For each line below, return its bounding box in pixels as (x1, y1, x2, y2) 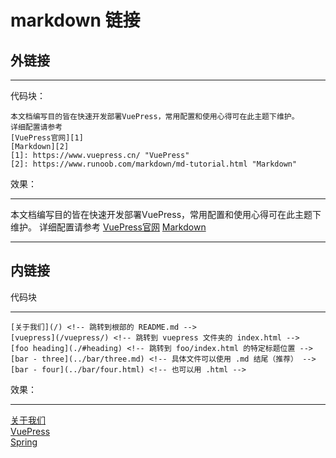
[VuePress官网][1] (10, 133, 84, 143)
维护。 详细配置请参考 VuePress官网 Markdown (10, 221, 207, 233)
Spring (10, 436, 38, 448)
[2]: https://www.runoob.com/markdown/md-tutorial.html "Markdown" (10, 159, 298, 169)
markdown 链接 (10, 9, 141, 32)
